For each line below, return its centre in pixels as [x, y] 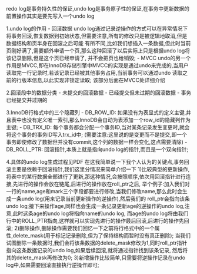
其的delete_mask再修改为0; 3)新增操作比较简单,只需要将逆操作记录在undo [96, 258]
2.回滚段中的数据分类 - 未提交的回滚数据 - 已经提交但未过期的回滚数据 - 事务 [99, 93]
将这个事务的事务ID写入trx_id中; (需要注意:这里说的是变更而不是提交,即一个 [96, 135]
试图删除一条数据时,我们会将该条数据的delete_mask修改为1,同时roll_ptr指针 [97, 243]
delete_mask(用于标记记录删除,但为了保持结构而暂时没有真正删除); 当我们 [102, 235]
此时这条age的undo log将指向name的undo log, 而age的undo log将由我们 [101, 213]
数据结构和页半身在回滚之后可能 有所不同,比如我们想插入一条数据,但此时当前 [98, 43]
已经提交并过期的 [27, 100]
